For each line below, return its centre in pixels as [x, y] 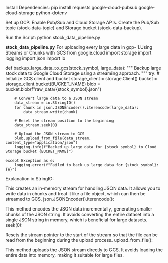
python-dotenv [51, 13]
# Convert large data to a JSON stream [56, 98]
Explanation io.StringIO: [30, 178]
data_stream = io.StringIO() [45, 103]
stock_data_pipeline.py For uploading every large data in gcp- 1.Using [79, 47]
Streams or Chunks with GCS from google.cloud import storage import [78, 53]
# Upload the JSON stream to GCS [49, 134]
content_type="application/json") [42, 143]
